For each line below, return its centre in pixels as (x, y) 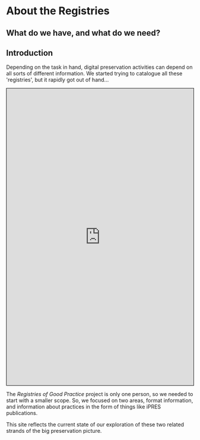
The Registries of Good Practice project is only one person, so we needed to (100, 394)
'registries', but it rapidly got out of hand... (58, 80)
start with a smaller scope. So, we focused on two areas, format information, (100, 401)
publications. (22, 413)
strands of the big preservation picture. (54, 431)
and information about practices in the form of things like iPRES (84, 407)
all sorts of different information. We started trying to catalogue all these (94, 74)
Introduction (30, 53)
